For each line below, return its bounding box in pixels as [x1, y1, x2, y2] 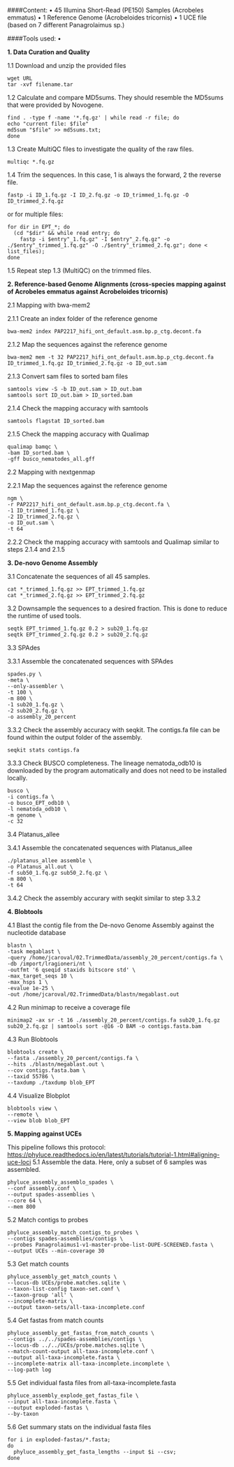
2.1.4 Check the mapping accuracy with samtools [7, 404, 149, 412]
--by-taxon [7, 1410, 39, 1417]
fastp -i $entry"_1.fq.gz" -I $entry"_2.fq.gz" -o [20, 236, 170, 243]
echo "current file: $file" [7, 120, 89, 127]
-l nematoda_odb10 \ [7, 806, 68, 813]
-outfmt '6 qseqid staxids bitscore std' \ [7, 966, 136, 973]
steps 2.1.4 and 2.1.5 [7, 545, 65, 553]
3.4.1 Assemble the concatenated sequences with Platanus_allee [7, 844, 193, 852]
